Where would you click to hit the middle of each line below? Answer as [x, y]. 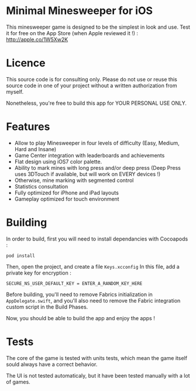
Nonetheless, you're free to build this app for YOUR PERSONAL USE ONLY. [97, 103]
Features [28, 127]
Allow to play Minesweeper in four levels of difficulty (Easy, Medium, [97, 143]
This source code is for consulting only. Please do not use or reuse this [92, 79]
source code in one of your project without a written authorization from [92, 85]
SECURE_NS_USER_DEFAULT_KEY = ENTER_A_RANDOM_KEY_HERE [74, 283]
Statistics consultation [41, 186]
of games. [18, 382]
